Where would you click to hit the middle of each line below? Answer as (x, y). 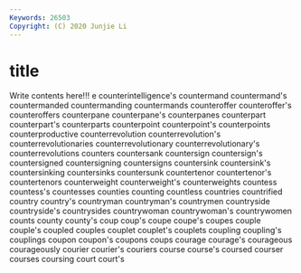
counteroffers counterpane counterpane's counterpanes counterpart (138, 115)
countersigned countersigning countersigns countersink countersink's (140, 163)
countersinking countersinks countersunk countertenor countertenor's (141, 173)
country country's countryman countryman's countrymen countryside (140, 202)
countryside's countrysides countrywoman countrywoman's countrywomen (150, 211)
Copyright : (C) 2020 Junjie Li (68, 26)
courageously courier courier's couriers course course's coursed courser (146, 249)
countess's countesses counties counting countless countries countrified (146, 192)
